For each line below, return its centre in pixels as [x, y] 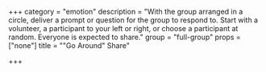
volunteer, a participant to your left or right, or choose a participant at [123, 28]
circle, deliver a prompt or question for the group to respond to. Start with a [133, 20]
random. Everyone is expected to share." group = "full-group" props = [125, 37]
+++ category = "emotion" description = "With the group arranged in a [126, 12]
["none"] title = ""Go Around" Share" [69, 46]
